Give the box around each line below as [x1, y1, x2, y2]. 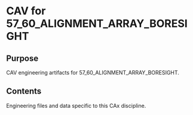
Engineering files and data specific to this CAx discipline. [6, 102, 146, 109]
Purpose [6, 53, 39, 63]
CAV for [6, 4, 46, 18]
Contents [6, 86, 42, 97]
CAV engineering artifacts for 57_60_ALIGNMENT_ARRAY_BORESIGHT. [6, 69, 179, 76]
